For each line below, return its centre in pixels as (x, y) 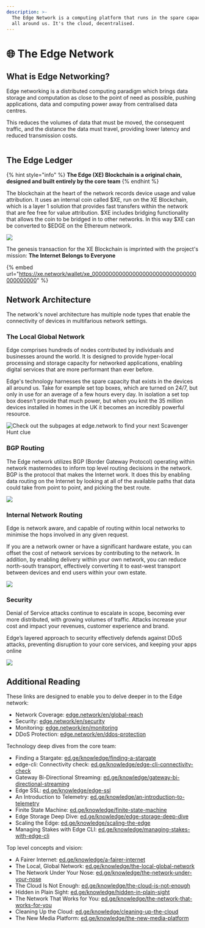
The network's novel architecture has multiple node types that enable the (98, 314)
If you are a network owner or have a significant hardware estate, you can (99, 546)
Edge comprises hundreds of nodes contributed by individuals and (90, 350)
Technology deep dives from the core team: (61, 746)
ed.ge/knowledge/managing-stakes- (144, 829)
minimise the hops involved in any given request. (68, 534)
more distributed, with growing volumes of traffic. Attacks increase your (97, 620)
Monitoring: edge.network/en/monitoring (66, 728)
